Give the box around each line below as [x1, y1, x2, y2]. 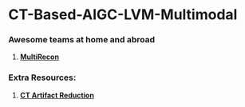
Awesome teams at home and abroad [8, 34, 156, 46]
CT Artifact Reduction [19, 90, 94, 100]
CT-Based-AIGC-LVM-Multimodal [8, 6, 238, 24]
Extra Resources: [8, 72, 77, 83]
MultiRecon [19, 52, 60, 61]
